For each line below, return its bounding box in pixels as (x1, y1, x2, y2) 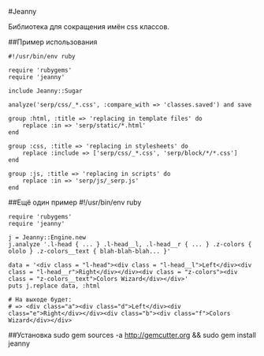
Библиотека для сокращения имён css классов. (8, 22, 169, 31)
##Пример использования (8, 37, 98, 47)
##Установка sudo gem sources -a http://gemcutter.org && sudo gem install (8, 331, 256, 339)
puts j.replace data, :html (8, 282, 101, 290)
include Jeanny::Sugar (8, 87, 83, 95)
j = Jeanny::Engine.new (8, 234, 87, 242)
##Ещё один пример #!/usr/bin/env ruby (8, 197, 142, 207)
